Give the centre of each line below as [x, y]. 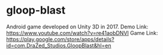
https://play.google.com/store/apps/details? [61, 39]
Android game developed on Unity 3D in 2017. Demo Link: [77, 27]
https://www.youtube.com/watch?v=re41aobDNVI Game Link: [82, 33]
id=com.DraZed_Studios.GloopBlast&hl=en [59, 46]
